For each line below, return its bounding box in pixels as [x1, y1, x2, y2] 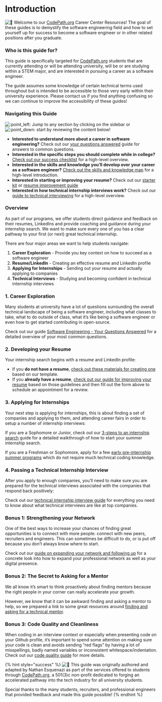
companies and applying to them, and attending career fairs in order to [5, 415, 146, 421]
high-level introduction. [12, 172, 59, 178]
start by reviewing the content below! [36, 126, 111, 132]
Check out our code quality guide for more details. [5, 652, 105, 658]
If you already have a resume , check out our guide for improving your [12, 376, 152, 382]
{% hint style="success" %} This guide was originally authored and [5, 661, 148, 667]
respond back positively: [5, 488, 54, 494]
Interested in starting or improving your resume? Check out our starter [12, 177, 156, 183]
